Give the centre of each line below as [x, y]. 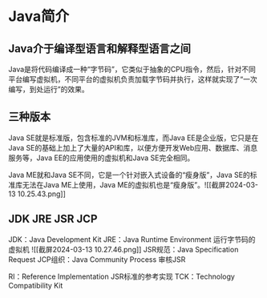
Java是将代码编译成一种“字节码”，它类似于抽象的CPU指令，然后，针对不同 [132, 69]
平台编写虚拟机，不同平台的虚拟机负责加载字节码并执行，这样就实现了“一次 [133, 79]
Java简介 [39, 16]
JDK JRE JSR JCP [53, 219]
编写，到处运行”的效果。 [49, 89]
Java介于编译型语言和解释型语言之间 [99, 48]
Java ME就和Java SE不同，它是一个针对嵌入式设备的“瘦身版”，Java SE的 [129, 175]
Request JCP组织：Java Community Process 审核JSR [97, 259]
